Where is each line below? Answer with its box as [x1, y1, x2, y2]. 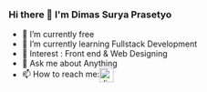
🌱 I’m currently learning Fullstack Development [21, 38, 198, 49]
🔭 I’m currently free [21, 29, 95, 40]
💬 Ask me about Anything [21, 58, 118, 69]
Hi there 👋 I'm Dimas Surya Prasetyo [8, 8, 172, 21]
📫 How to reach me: [21, 68, 100, 80]
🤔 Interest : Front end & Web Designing [21, 48, 168, 59]
